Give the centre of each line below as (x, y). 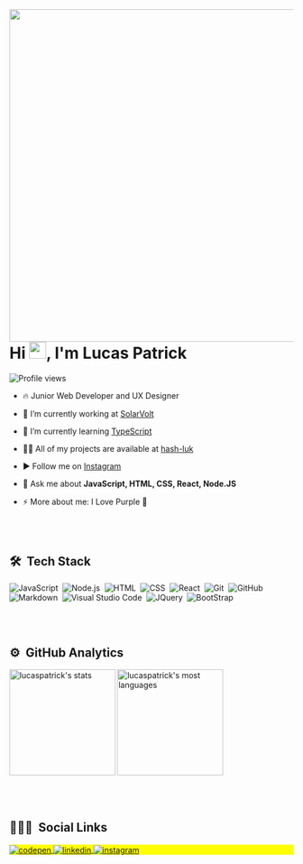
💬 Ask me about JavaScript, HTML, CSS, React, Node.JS (129, 483)
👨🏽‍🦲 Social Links (59, 827)
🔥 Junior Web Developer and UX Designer (101, 395)
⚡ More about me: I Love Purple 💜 (85, 501)
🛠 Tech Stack (50, 561)
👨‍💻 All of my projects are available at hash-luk (108, 448)
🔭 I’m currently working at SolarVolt (88, 413)
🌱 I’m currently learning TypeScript (87, 431)
